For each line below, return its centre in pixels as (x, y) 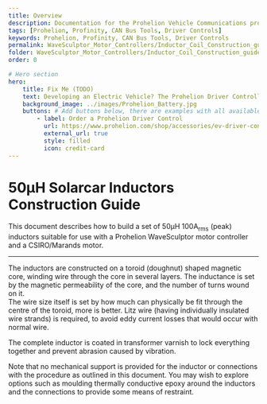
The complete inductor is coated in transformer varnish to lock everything (129, 343)
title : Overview (35, 16)
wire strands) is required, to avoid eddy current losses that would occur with (133, 319)
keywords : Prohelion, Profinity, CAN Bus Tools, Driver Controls (118, 38)
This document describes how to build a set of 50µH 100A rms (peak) (120, 227)
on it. (17, 293)
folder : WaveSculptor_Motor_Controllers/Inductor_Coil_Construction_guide (135, 52)
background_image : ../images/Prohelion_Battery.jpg (110, 104)
